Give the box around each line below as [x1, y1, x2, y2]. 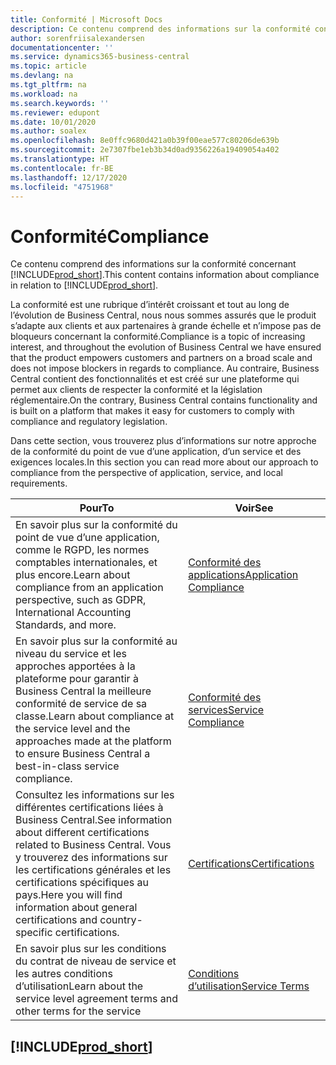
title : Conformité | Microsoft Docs [10, 14, 163, 25]
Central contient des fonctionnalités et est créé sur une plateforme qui [10, 373, 300, 385]
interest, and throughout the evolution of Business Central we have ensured [10, 341, 322, 353]
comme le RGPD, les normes [15, 543, 150, 557]
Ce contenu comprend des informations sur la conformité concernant [10, 258, 297, 270]
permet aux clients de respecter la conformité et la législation [10, 384, 263, 396]
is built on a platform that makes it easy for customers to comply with [10, 405, 295, 417]
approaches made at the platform [15, 734, 172, 748]
